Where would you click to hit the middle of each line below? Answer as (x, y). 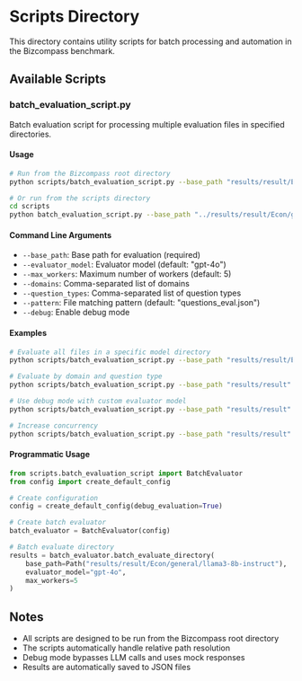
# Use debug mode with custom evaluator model (98, 402)
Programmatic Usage (50, 455)
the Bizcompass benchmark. (62, 50)
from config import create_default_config (90, 482)
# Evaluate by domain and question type (86, 376)
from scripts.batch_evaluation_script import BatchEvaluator (126, 473)
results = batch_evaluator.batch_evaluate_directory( (112, 555)
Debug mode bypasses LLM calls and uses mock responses (133, 658)
